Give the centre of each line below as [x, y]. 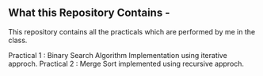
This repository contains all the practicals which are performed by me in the [132, 31]
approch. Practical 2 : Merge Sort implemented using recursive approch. [126, 63]
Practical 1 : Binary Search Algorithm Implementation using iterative [118, 55]
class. [18, 40]
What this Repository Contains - [89, 13]
